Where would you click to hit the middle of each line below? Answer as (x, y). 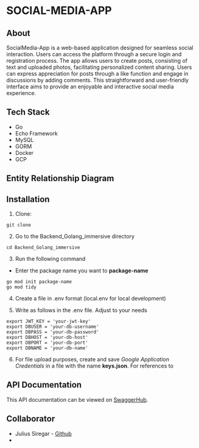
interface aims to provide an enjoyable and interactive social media (90, 87)
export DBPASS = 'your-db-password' (53, 332)
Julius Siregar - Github (43, 433)
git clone (19, 225)
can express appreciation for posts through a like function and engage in (97, 73)
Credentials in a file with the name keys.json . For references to (94, 366)
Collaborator (31, 419)
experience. (21, 93)
